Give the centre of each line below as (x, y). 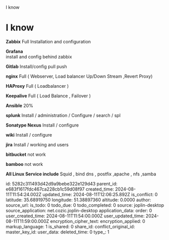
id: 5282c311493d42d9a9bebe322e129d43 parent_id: (62, 184)
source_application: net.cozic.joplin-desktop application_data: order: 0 (79, 210)
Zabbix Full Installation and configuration (48, 41)
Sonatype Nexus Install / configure (42, 125)
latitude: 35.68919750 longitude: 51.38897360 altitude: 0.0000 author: (78, 200)
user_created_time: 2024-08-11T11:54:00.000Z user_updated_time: (75, 216)
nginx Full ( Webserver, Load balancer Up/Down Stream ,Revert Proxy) (79, 76)
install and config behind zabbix (39, 56)
